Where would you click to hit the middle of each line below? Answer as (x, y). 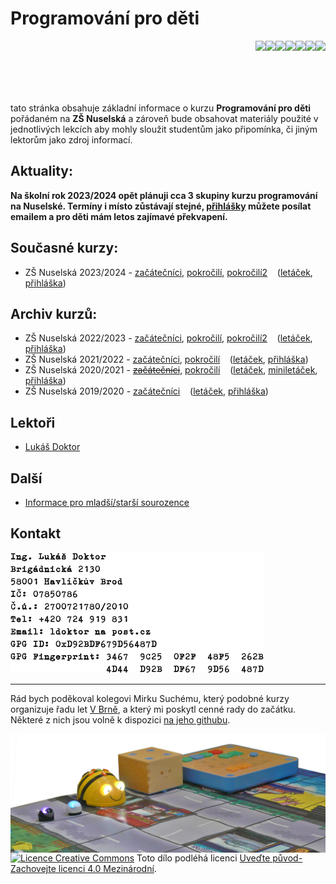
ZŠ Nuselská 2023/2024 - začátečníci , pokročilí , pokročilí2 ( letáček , (168, 272)
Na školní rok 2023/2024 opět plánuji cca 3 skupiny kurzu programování (164, 195)
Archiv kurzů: (54, 313)
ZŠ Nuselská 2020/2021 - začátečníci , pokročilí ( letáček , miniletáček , (171, 370)
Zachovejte (33, 868)
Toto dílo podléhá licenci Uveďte (203, 858)
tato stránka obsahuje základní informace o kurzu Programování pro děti (161, 108)
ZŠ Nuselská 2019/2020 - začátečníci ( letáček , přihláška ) (146, 391)
